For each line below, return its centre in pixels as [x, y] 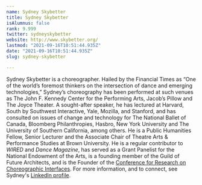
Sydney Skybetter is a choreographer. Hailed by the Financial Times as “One [101, 79]
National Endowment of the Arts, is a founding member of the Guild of [93, 156]
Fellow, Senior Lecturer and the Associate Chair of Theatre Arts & [87, 137]
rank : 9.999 [21, 29]
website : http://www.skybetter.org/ [52, 40]
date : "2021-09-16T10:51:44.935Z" [50, 51]
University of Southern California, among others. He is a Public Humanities [99, 130]
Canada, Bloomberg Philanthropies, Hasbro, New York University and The [98, 124]
